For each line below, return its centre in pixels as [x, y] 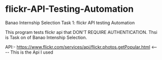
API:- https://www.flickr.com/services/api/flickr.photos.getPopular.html [78, 47]
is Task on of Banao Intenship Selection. [46, 37]
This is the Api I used [32, 52]
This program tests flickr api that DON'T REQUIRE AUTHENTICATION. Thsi [81, 32]
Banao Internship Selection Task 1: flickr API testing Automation [70, 23]
